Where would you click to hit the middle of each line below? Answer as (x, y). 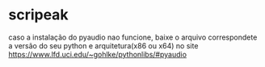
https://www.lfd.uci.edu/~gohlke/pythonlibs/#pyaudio (98, 54)
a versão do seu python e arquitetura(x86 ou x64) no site (103, 45)
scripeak (38, 15)
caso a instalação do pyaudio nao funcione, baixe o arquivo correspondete (133, 37)
